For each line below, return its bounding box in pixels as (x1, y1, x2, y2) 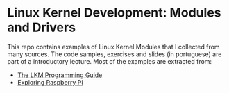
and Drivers (7, 19, 76, 35)
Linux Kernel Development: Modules (7, 5, 221, 21)
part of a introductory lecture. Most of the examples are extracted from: (7, 57, 212, 65)
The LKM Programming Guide (17, 71, 103, 79)
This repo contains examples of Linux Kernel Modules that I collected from (7, 42, 220, 51)
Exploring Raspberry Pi (17, 78, 83, 86)
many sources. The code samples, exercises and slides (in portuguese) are (7, 50, 222, 58)
